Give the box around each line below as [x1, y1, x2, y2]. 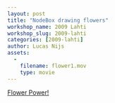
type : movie [20, 69, 55, 76]
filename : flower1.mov [20, 62, 87, 69]
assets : [7, 50, 30, 57]
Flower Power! [7, 88, 49, 97]
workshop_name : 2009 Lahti [7, 23, 87, 30]
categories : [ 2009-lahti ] [7, 36, 83, 43]
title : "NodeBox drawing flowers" [7, 17, 109, 24]
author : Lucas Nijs [7, 43, 65, 50]
